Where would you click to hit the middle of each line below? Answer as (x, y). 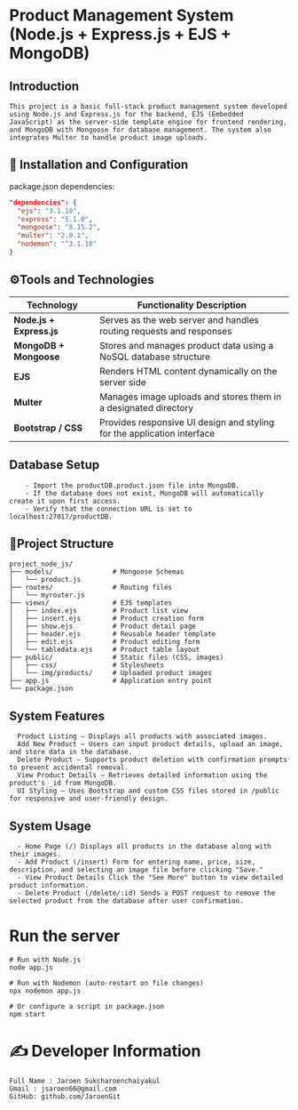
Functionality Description (192, 305)
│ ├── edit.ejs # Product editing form (105, 642)
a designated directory (146, 407)
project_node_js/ (41, 564)
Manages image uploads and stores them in (190, 397)
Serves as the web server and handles (179, 319)
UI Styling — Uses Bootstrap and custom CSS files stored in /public (148, 791)
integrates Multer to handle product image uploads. (109, 138)
